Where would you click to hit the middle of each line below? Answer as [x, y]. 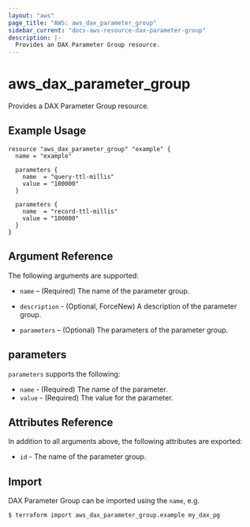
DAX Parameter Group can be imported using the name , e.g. [104, 501]
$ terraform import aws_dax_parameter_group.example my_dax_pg [114, 515]
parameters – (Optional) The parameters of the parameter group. [124, 330]
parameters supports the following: [64, 373]
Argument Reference [61, 257]
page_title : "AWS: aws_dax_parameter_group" [82, 23]
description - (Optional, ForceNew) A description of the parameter [128, 306]
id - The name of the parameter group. [83, 457]
